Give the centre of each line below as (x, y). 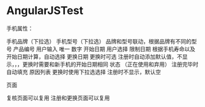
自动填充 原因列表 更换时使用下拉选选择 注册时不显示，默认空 (84, 72)
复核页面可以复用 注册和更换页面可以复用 (58, 98)
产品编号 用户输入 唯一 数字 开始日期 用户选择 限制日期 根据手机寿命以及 (104, 49)
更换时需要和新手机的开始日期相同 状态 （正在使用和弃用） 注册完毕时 (110, 64)
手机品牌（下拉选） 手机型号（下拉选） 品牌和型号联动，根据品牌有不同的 (99, 41)
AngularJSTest (45, 11)
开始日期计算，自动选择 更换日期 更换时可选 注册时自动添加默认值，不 (94, 56)
